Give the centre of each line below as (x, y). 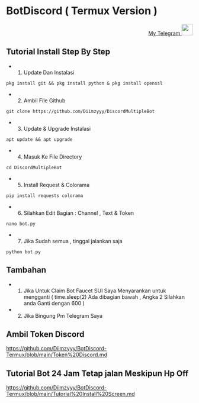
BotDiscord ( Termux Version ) (82, 11)
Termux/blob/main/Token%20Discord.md (57, 355)
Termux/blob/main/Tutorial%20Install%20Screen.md (70, 394)
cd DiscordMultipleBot (34, 167)
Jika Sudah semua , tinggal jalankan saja (73, 241)
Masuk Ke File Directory (53, 157)
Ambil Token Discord (45, 334)
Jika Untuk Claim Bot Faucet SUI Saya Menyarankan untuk (95, 291)
